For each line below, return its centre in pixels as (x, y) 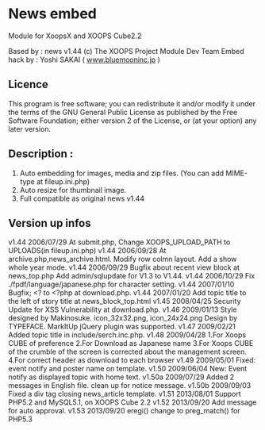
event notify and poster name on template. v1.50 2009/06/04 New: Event (128, 369)
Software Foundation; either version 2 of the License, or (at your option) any (132, 121)
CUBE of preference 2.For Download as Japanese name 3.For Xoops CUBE (131, 344)
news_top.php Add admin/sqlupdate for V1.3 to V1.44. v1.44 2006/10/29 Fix (132, 276)
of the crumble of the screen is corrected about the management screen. (128, 352)
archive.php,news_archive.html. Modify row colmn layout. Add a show (123, 259)
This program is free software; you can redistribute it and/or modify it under (132, 103)
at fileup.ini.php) (63, 181)
